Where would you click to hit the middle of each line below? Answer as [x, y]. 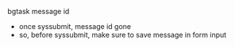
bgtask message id [39, 11]
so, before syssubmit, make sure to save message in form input [123, 35]
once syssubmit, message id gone [75, 26]
